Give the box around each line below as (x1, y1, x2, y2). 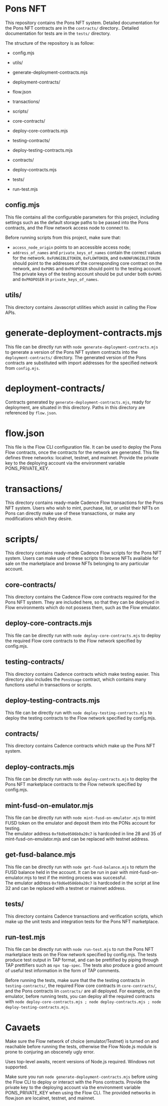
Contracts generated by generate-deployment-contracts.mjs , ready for (5, 399, 151, 405)
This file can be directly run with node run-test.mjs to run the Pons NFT (5, 946, 154, 952)
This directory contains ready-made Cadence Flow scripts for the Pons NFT (5, 550, 162, 556)
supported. (5, 1064, 28, 1070)
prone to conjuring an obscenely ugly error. (5, 1049, 95, 1055)
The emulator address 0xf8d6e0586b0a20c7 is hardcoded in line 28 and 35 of (5, 830, 162, 837)
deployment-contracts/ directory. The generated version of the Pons (5, 354, 146, 360)
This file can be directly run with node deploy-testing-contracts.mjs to (5, 710, 152, 716)
